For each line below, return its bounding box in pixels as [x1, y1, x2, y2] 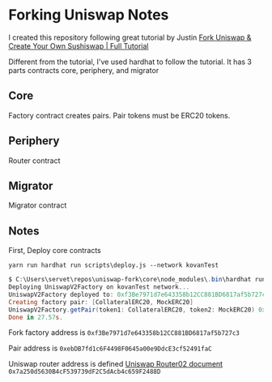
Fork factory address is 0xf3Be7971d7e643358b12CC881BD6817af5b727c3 [8, 328, 240, 337]
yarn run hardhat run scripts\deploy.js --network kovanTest [8, 261, 219, 269]
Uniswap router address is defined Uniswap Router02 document [8, 359, 223, 369]
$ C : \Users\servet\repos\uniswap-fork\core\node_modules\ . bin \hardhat [8, 276, 252, 284]
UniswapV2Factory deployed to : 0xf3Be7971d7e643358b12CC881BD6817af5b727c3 [8, 290, 270, 298]
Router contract [8, 156, 61, 165]
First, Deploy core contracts [8, 246, 101, 255]
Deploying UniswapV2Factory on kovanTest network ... [8, 283, 190, 291]
